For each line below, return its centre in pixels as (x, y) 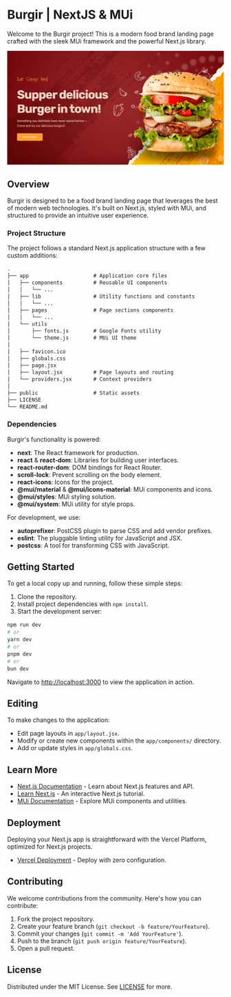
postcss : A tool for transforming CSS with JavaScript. (93, 545)
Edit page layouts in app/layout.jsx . (68, 734)
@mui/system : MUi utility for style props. (76, 504)
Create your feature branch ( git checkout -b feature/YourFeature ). (113, 926)
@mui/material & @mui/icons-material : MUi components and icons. (115, 489)
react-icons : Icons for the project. (65, 482)
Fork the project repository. (56, 919)
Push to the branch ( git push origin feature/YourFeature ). (102, 940)
